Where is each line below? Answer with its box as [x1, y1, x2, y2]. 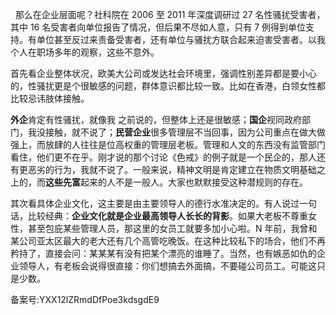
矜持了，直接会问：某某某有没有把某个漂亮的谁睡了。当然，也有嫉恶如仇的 [10, 248, 317, 259]
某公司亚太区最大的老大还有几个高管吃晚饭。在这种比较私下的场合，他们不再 [10, 235, 326, 247]
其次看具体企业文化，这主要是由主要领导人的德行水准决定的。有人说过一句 [10, 198, 317, 209]
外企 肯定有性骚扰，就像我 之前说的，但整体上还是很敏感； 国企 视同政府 [10, 114, 302, 125]
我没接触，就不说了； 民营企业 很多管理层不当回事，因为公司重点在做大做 [27, 126, 326, 138]
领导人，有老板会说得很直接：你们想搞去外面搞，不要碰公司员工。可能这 [18, 260, 317, 272]
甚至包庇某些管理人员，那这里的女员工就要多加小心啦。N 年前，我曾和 [27, 223, 318, 234]
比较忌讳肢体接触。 [10, 93, 90, 104]
